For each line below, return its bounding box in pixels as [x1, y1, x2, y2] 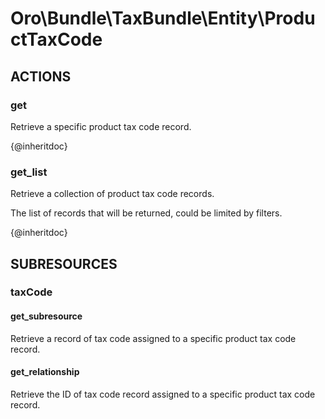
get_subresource [10, 310, 83, 322]
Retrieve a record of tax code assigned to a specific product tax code [10, 332, 297, 344]
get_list [10, 165, 48, 179]
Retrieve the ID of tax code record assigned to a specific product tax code [10, 388, 316, 400]
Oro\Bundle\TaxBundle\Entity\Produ [10, 7, 316, 30]
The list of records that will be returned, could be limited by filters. [10, 207, 283, 219]
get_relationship [10, 366, 80, 378]
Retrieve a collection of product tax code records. [10, 188, 215, 200]
